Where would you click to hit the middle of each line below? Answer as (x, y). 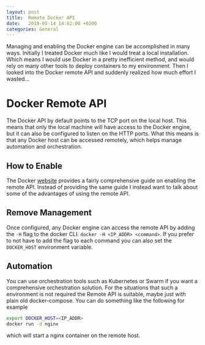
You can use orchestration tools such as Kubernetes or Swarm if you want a (102, 281)
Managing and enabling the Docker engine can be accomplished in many (99, 46)
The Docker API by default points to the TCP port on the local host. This (97, 121)
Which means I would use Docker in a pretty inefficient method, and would (100, 59)
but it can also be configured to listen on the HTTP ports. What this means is (102, 134)
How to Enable (34, 166)
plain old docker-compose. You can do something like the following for (95, 300)
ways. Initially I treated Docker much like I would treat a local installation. (98, 53)
